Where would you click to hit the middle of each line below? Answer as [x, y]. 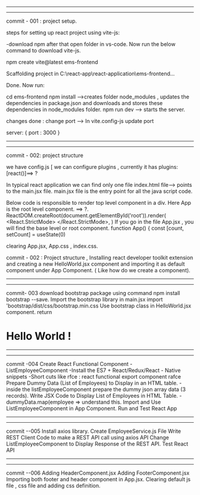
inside [14, 389]
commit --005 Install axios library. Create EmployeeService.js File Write [94, 431]
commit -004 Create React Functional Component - [69, 364]
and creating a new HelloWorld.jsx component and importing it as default [96, 264]
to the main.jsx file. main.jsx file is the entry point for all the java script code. [99, 191]
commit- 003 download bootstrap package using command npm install [93, 293]
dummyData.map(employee [40, 402]
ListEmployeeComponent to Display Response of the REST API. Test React [97, 444]
